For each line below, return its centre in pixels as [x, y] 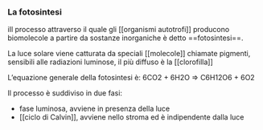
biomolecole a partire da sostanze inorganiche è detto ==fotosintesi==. [125, 38]
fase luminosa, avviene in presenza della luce [95, 109]
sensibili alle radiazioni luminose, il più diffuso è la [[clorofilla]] [111, 62]
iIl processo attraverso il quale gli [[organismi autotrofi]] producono [119, 30]
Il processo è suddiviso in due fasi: [65, 93]
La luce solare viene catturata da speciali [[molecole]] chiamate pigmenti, [129, 54]
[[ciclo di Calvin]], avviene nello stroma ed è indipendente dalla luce [131, 117]
